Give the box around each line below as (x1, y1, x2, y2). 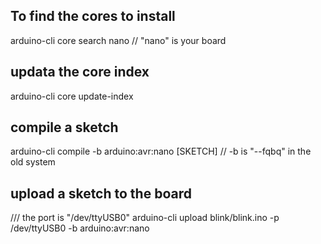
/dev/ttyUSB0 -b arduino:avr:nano (10, 222, 150, 234)
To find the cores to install (10, 8, 176, 25)
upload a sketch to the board (10, 185, 192, 202)
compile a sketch (10, 119, 119, 136)
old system (10, 156, 56, 168)
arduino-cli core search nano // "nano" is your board (10, 34, 227, 46)
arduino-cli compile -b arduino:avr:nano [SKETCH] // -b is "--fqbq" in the (10, 145, 312, 158)
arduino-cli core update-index (10, 90, 134, 102)
